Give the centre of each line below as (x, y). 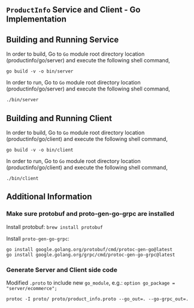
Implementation (37, 19)
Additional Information (49, 197)
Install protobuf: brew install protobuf (54, 227)
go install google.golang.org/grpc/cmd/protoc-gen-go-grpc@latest (91, 255)
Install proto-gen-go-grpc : (38, 238)
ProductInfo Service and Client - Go (73, 10)
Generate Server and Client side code (62, 270)
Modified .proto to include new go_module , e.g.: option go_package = (91, 283)
